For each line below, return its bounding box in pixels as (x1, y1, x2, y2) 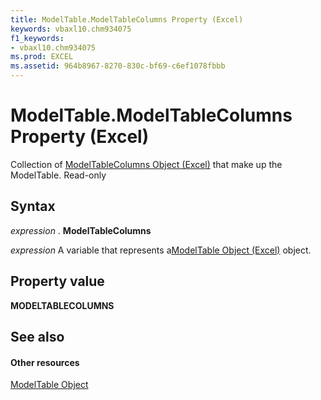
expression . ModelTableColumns (10, 224, 152, 236)
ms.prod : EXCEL (10, 52, 74, 62)
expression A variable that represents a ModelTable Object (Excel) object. (10, 244, 312, 256)
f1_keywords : (10, 33, 65, 43)
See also (10, 328, 65, 345)
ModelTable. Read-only (10, 169, 107, 181)
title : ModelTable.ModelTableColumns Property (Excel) (10, 14, 244, 25)
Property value (10, 273, 105, 290)
